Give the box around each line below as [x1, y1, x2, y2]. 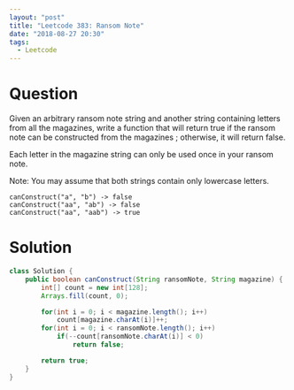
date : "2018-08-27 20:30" [9, 29, 104, 38]
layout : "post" [9, 12, 66, 22]
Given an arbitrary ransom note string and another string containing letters [9, 113, 281, 124]
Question [9, 84, 78, 104]
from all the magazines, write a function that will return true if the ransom [9, 123, 276, 134]
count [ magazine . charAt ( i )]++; [56, 316, 168, 325]
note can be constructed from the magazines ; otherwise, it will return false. [9, 132, 286, 142]
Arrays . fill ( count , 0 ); [41, 291, 128, 301]
